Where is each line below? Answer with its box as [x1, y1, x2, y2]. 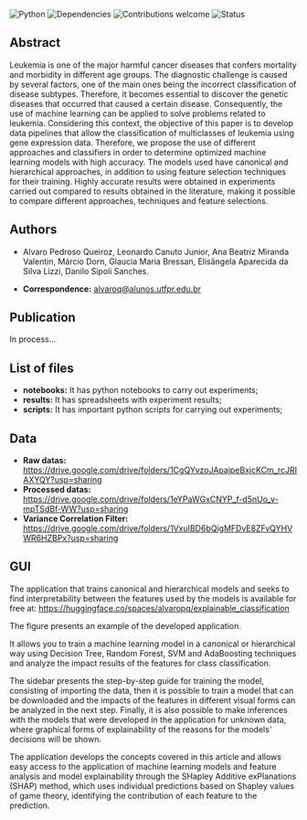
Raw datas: [22, 455, 67, 466]
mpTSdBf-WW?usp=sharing [22, 504, 129, 515]
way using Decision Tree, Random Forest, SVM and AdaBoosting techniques [9, 647, 297, 658]
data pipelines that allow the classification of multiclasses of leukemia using [9, 127, 295, 138]
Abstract [9, 35, 61, 50]
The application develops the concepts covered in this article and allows [9, 751, 281, 762]
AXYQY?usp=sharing [22, 474, 102, 485]
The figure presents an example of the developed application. [9, 620, 242, 631]
